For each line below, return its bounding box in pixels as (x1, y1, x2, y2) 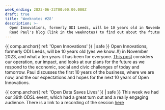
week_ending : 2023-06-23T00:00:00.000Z (5, 7, 87, 12)
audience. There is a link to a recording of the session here (5, 100, 124, 105)
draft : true (5, 12, 29, 17)
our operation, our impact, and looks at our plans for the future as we (5, 59, 145, 65)
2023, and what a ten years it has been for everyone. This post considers (5, 54, 154, 59)
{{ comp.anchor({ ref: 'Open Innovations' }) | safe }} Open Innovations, (5, 44, 148, 49)
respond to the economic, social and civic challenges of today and (5, 64, 140, 70)
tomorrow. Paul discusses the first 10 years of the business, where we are (5, 69, 155, 75)
